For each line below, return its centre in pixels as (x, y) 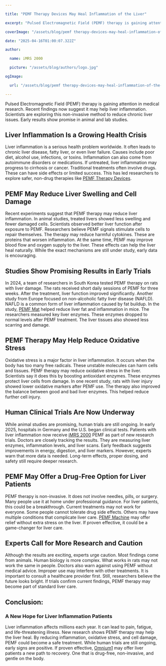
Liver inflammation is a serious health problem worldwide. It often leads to (80, 147)
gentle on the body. (25, 658)
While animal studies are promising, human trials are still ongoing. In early (80, 424)
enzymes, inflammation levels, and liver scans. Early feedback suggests (78, 445)
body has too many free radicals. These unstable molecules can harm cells (82, 365)
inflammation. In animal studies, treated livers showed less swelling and (78, 219)
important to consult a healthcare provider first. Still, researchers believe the (83, 576)
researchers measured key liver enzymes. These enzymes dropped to (76, 315)
